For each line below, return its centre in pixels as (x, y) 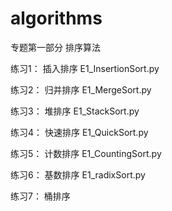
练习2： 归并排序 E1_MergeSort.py (81, 89)
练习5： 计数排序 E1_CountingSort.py (86, 153)
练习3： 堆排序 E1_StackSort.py (75, 111)
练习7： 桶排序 (40, 196)
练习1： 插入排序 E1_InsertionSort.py (85, 68)
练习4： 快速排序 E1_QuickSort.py (79, 132)
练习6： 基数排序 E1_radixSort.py (78, 174)
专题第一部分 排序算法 (55, 47)
